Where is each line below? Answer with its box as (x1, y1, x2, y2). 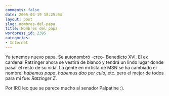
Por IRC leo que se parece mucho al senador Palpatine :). (5, 85, 125, 91)
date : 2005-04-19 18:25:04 (5, 12, 62, 17)
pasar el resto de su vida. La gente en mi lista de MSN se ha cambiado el (5, 64, 157, 70)
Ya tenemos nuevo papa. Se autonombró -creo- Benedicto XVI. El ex (5, 54, 148, 60)
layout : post (5, 17, 33, 22)
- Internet (5, 40, 28, 45)
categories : (5, 36, 30, 41)
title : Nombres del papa (5, 26, 58, 31)
